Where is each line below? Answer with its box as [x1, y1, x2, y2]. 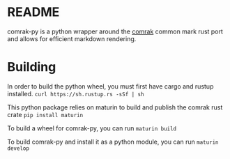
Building [7, 59, 56, 75]
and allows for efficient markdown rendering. [7, 34, 137, 43]
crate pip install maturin [7, 110, 84, 119]
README [7, 4, 60, 20]
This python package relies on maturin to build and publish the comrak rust [7, 103, 223, 112]
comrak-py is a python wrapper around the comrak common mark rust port [7, 27, 223, 36]
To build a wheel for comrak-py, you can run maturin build [7, 123, 177, 132]
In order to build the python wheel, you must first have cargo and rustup [7, 82, 214, 91]
